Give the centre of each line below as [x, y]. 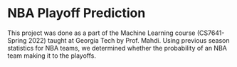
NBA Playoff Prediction [77, 13]
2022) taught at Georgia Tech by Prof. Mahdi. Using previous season [129, 40]
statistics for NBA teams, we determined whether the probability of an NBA [117, 48]
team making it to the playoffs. [52, 56]
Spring [17, 40]
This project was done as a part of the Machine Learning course [101, 33]
